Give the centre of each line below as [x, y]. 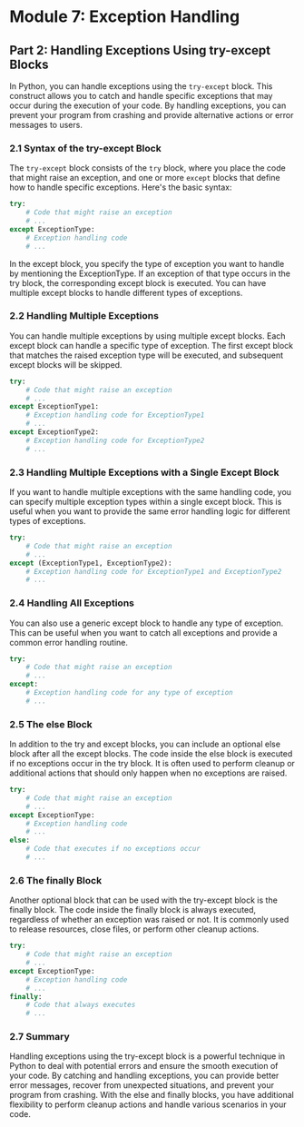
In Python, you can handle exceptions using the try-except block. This [141, 86]
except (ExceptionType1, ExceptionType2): [91, 563]
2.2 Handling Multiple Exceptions [84, 316]
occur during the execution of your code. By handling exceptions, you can [148, 105]
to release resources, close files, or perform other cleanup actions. [134, 929]
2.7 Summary [39, 1037]
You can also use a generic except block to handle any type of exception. [147, 623]
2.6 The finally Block [56, 880]
